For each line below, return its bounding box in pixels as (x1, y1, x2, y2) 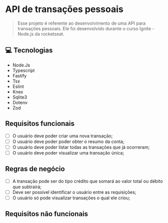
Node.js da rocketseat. (17, 31, 65, 37)
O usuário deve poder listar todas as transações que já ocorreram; (12, 144, 150, 150)
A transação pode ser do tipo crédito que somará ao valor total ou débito (12, 178, 163, 184)
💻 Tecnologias (5, 46, 53, 55)
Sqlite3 (12, 94, 28, 100)
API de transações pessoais (5, 4, 124, 15)
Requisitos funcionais (5, 119, 75, 128)
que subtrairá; (12, 184, 42, 190)
